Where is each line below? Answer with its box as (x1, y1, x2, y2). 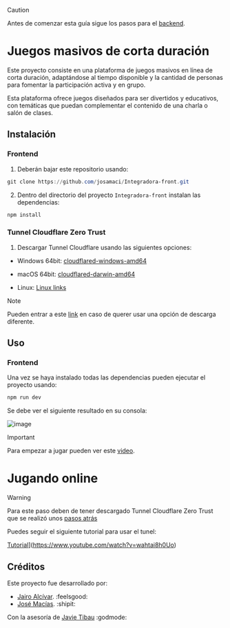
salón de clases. (7, 108, 54, 116)
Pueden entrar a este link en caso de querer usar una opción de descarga (7, 310, 216, 318)
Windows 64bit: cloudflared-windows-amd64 (17, 256, 147, 264)
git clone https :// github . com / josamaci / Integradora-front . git (7, 178, 189, 185)
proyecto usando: (7, 381, 57, 389)
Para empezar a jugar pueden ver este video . (7, 447, 136, 455)
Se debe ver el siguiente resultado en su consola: (7, 406, 147, 415)
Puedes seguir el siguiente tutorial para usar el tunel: (7, 527, 157, 536)
